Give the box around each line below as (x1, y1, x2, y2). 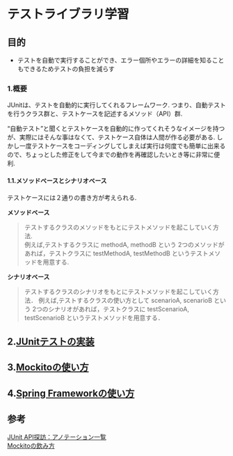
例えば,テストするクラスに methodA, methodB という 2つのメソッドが (24, 240, 225, 249)
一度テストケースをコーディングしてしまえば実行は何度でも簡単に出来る (19, 142, 226, 150)
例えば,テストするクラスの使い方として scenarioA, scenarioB (38, 296, 213, 304)
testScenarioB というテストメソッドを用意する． (24, 313, 164, 322)
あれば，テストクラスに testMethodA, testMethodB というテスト (24, 249, 209, 258)
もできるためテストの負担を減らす (17, 65, 115, 73)
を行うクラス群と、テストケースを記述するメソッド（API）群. (7, 109, 183, 118)
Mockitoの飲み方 (7, 441, 55, 450)
